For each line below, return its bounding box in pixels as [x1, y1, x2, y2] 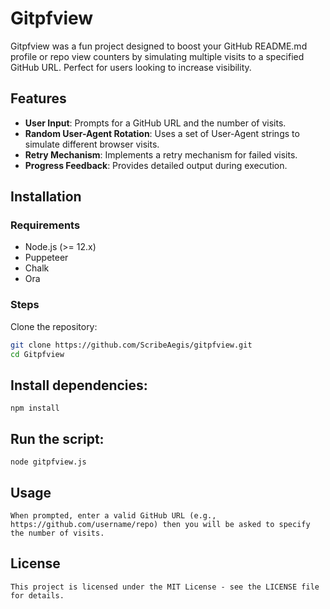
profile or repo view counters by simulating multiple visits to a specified [10, 50, 305, 62]
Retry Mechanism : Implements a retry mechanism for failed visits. [24, 148, 298, 161]
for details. [10, 590, 65, 601]
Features [10, 90, 67, 107]
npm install [10, 403, 60, 414]
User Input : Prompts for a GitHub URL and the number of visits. [24, 117, 287, 129]
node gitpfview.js [10, 457, 87, 467]
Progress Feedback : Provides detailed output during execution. [24, 159, 288, 171]
